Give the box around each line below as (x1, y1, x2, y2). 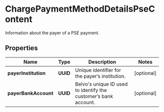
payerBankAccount (7, 90, 54, 96)
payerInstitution (7, 70, 46, 76)
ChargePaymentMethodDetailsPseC (5, 3, 155, 15)
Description (88, 58, 116, 65)
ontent (5, 14, 33, 25)
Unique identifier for (75, 67, 121, 74)
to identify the (75, 87, 107, 93)
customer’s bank (75, 93, 113, 99)
